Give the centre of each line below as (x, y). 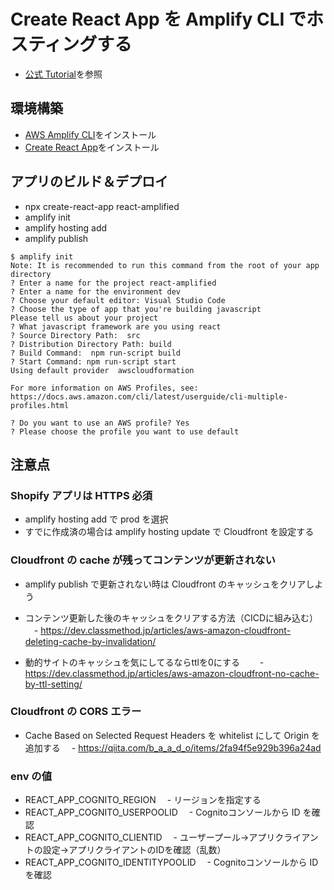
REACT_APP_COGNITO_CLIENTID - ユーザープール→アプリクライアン (171, 837)
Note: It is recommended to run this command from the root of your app (165, 265)
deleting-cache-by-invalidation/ (90, 641)
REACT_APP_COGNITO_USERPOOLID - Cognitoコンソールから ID (162, 812)
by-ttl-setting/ (53, 684)
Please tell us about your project (84, 318)
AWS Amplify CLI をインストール (90, 134)
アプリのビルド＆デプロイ (89, 181)
